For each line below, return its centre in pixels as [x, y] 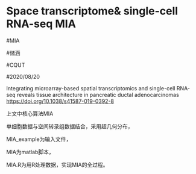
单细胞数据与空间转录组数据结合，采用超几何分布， [70, 126]
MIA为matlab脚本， [30, 152]
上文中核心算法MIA [30, 113]
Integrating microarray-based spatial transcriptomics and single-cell [91, 88]
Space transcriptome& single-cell [92, 11]
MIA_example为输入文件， [39, 139]
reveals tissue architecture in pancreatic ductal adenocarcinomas [98, 95]
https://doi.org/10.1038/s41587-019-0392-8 [60, 101]
